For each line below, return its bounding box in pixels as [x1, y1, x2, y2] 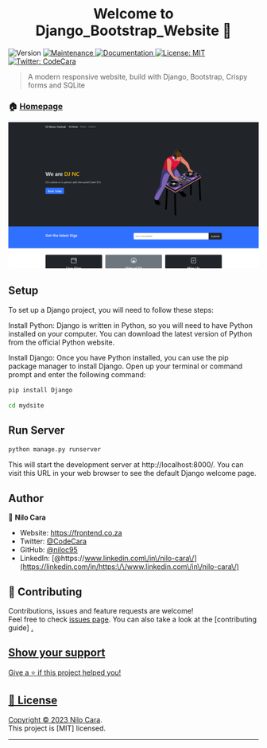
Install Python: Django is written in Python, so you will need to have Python [8, 320, 253, 330]
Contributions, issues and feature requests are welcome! [8, 606, 194, 615]
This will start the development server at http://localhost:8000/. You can [8, 460, 244, 469]
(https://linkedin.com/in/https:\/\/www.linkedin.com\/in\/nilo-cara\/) [19, 562, 240, 571]
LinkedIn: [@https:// [19, 554, 85, 563]
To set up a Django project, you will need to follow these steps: [8, 305, 215, 314]
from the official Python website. [8, 337, 115, 347]
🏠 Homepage [8, 100, 64, 111]
